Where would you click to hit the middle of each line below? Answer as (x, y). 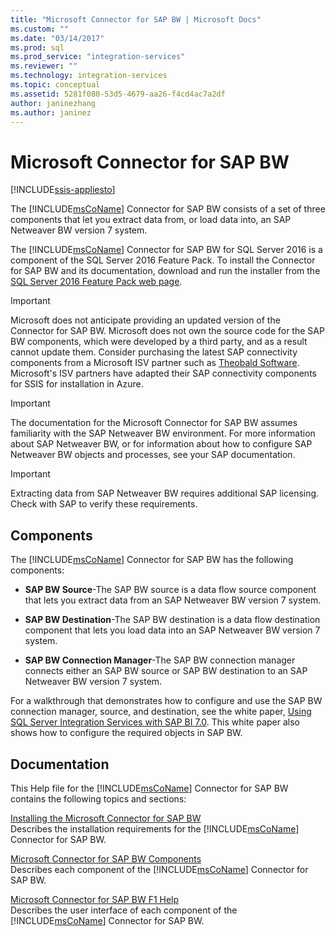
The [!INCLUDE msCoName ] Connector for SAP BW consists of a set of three (168, 209)
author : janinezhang (53, 103)
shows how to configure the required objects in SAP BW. (126, 733)
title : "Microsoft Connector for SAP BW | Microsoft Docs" (136, 19)
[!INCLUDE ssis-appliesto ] (63, 190)
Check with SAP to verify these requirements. (104, 504)
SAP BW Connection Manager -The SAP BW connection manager (160, 660)
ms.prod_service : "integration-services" (98, 57)
